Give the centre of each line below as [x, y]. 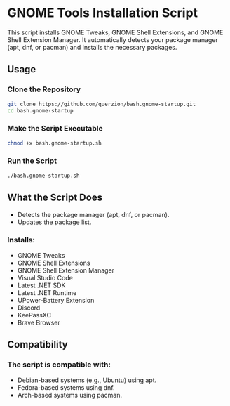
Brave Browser [39, 322]
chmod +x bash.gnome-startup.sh [54, 143]
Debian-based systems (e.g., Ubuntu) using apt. [87, 380]
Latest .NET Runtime [47, 292]
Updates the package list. [54, 222]
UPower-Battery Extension [56, 300]
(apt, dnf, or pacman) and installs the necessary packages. [92, 47]
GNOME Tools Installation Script [103, 13]
